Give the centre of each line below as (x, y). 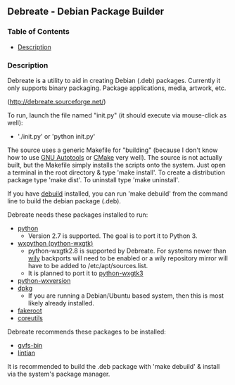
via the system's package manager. (59, 374)
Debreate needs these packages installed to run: (78, 215)
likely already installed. (61, 303)
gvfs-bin (30, 345)
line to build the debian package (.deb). (64, 201)
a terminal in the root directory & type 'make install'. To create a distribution (116, 172)
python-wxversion (44, 280)
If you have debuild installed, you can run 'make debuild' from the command (118, 194)
